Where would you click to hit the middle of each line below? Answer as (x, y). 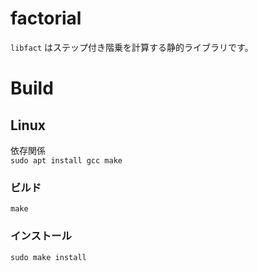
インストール (41, 236)
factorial (46, 18)
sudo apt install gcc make (66, 160)
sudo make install (48, 257)
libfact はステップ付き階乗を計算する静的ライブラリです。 (132, 47)
